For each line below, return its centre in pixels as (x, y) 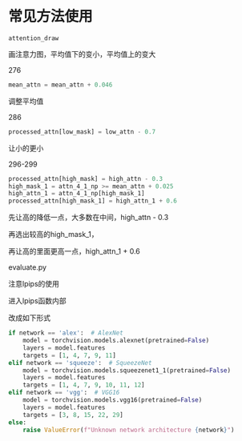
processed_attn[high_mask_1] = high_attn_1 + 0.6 (93, 201)
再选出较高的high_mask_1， (53, 235)
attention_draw (34, 38)
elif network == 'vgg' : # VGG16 (64, 393)
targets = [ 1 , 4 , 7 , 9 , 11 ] (69, 355)
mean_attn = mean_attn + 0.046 (60, 85)
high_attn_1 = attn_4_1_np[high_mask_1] (77, 194)
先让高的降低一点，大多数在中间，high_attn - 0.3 (89, 218)
